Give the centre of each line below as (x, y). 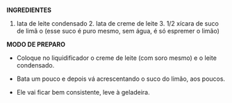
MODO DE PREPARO (36, 44)
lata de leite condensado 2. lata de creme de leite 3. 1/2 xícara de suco (118, 23)
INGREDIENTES (29, 10)
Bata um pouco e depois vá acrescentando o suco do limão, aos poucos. (121, 79)
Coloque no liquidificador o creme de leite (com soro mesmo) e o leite (116, 58)
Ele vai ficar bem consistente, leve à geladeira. (83, 92)
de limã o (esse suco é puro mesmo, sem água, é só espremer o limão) (118, 31)
